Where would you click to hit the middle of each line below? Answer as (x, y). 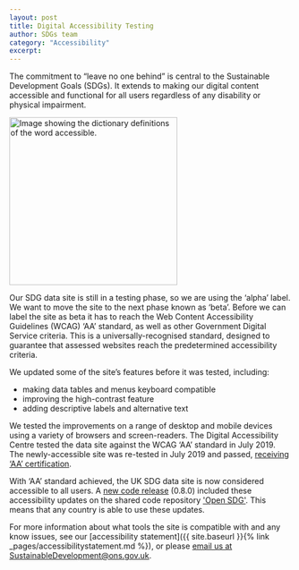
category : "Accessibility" (60, 43)
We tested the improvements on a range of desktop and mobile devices (141, 426)
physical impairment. (48, 105)
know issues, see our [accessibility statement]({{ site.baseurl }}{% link (140, 537)
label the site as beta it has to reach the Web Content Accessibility (131, 317)
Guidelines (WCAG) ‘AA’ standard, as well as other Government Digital (138, 327)
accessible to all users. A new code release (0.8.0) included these (131, 491)
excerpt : (26, 51)
